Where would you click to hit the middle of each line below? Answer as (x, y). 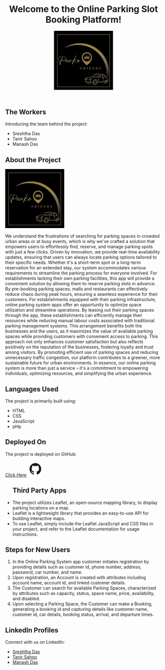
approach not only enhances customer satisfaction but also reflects (74, 342)
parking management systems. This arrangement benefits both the (74, 326)
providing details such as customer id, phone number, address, (77, 567)
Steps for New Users (38, 550)
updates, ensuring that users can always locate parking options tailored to (81, 257)
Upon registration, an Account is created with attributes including (79, 578)
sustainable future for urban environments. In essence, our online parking (81, 363)
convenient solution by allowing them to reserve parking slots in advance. (81, 284)
